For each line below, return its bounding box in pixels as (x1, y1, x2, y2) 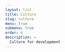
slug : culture (5, 16, 34, 21)
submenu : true (5, 26, 34, 31)
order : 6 (5, 30, 23, 35)
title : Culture (5, 12, 36, 17)
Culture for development (9, 40, 61, 45)
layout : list (5, 7, 32, 12)
